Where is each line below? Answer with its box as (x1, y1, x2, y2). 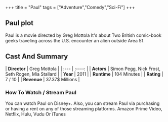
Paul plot (5, 19, 34, 27)
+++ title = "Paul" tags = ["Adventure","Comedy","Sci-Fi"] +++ (5, 5, 135, 10)
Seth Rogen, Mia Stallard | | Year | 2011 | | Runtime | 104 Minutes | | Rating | (5, 71, 163, 77)
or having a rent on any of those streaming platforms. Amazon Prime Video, (5, 105, 163, 111)
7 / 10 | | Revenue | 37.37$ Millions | (5, 76, 80, 82)
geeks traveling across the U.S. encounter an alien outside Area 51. (5, 37, 145, 43)
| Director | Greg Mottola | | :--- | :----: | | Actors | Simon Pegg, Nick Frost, (5, 66, 161, 72)
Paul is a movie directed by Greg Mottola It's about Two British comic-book (5, 32, 162, 38)
